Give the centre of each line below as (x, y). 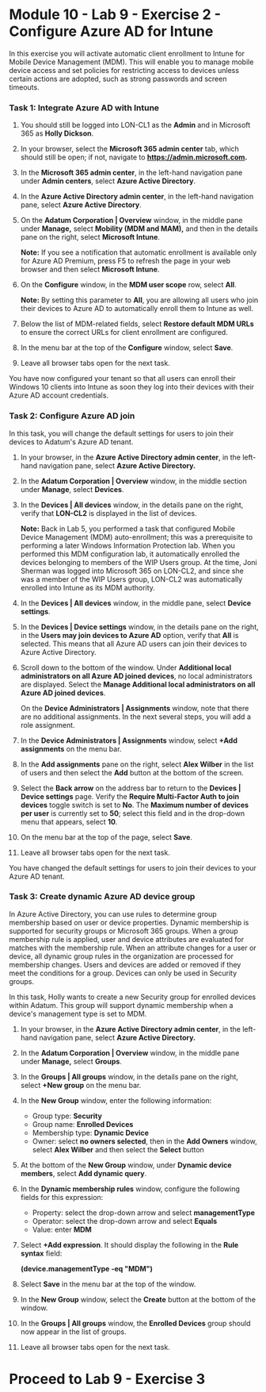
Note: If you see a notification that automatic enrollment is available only (139, 252)
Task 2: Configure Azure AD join (72, 416)
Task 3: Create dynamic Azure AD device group (102, 897)
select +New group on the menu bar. (81, 1085)
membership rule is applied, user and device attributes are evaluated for (127, 939)
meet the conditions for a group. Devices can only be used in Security (123, 973)
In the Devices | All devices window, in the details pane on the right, (132, 505)
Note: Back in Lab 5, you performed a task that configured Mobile (128, 529)
